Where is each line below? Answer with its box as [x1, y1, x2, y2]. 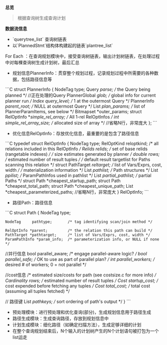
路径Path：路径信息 [12, 200, 53, 205]
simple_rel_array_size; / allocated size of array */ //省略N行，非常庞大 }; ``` [5, 120, 158, 126]
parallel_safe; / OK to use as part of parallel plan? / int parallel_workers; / [5, 256, 155, 262]
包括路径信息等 [21, 77, 52, 82]
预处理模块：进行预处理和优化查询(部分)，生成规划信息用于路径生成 [12, 309, 152, 315]
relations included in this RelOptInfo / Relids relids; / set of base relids [5, 146, 148, 152]
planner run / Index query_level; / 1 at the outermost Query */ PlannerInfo [5, 98, 155, 104]
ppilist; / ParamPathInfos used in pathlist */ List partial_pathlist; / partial [5, 172, 152, 178]
